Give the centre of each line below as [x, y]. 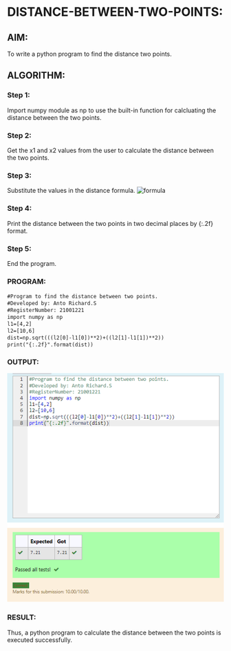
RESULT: [22, 617]
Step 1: [19, 95]
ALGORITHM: [36, 75]
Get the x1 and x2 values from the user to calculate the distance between [111, 150]
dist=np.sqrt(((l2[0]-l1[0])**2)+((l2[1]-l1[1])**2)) [86, 338]
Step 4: [20, 209]
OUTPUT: [23, 362]
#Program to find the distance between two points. [82, 297]
